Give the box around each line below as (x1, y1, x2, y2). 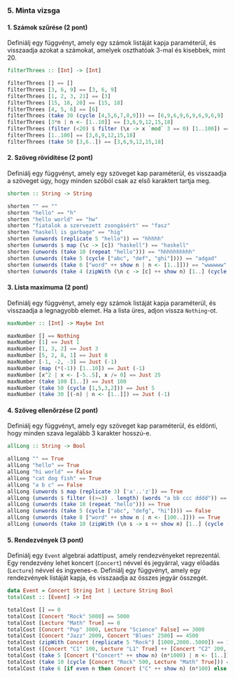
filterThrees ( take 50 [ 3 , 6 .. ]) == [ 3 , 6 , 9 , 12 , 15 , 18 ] (7, 138, 164, 145)
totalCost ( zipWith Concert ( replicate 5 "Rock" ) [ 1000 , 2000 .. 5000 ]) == (7, 639, 224, 646)
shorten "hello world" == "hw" (7, 216, 99, 223)
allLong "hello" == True (7, 462, 80, 469)
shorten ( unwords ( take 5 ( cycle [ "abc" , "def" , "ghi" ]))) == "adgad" (7, 255, 218, 262)
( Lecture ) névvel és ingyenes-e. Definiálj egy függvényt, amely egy (7, 567, 201, 575)
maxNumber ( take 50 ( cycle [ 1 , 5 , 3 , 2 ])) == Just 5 (7, 384, 155, 391)
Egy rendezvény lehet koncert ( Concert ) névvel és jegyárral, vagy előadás (7, 559, 220, 567)
